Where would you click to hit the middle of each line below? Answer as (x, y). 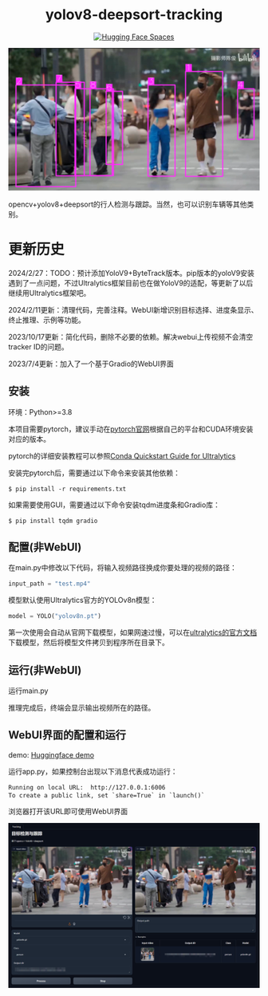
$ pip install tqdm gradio (53, 521)
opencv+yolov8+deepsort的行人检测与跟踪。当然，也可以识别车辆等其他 (128, 204)
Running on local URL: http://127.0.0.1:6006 (87, 787)
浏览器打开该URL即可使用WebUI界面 (68, 811)
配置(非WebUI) (45, 547)
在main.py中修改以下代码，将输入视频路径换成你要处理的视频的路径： (122, 568)
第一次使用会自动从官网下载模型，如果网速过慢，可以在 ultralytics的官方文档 (133, 632)
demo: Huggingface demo (51, 754)
